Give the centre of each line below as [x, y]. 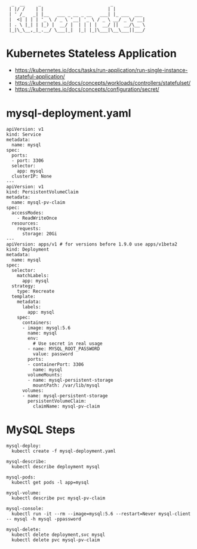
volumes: [33, 390]
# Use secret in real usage [67, 343]
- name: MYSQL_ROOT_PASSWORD [64, 349]
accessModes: [28, 213]
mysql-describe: [26, 461]
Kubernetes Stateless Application [92, 53]
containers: [37, 323]
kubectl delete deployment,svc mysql [59, 535]
